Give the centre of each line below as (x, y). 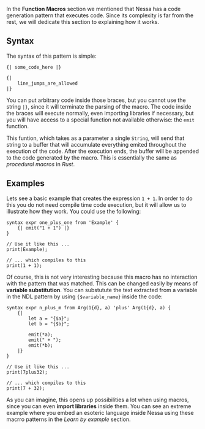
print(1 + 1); (24, 265)
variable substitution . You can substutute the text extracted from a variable (102, 290)
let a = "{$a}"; (49, 319)
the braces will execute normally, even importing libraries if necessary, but (100, 113)
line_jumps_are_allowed (48, 83)
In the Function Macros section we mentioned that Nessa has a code (94, 9)
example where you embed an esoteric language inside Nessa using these (100, 412)
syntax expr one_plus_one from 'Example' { (63, 222)
